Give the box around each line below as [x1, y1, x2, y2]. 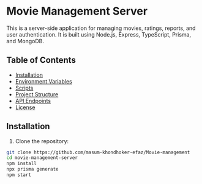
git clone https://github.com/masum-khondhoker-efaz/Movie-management [6, 149, 190, 155]
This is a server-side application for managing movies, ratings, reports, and [6, 24, 196, 32]
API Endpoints [15, 97, 51, 104]
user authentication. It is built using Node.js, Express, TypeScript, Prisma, [6, 30, 192, 38]
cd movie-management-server [6, 155, 78, 161]
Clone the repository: [15, 137, 69, 144]
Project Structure [15, 90, 59, 98]
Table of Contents [6, 55, 77, 65]
